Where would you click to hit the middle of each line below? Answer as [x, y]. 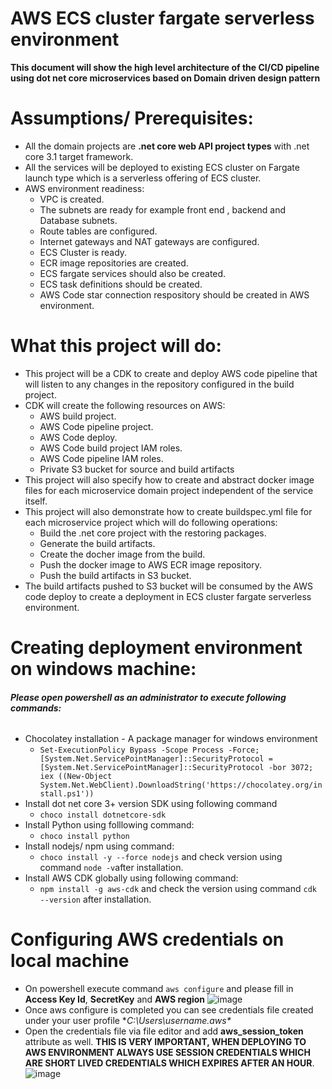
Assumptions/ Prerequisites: [132, 118]
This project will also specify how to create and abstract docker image [169, 479]
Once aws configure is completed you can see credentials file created [169, 1010]
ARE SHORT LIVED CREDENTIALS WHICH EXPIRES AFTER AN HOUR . [169, 1063]
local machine [70, 961]
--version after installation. [95, 899]
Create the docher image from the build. [122, 554]
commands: [36, 708]
